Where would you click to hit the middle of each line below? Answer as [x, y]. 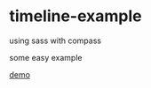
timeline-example [75, 16]
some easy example [46, 57]
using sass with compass [56, 40]
